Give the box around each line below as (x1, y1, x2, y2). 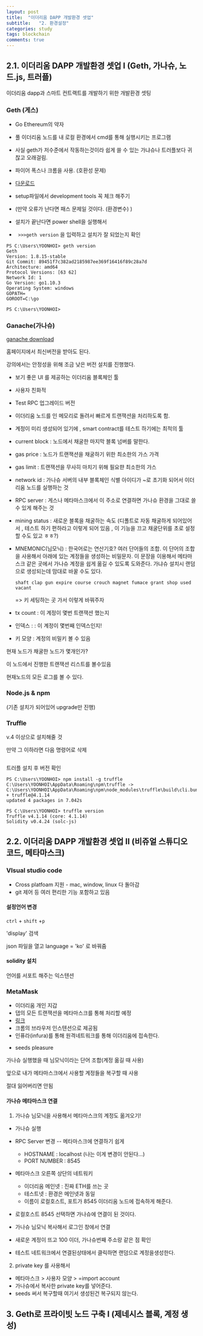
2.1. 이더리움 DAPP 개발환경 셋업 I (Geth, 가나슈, (6, 61, 178, 71)
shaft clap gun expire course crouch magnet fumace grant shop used (14, 580, 192, 586)
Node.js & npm (6, 689, 50, 698)
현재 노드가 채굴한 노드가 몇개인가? (6, 647, 89, 655)
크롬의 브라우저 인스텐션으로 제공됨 (14, 1024, 98, 1032)
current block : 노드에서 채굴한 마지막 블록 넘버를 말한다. (14, 438, 150, 445)
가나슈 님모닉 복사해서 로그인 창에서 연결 (14, 1223, 111, 1230)
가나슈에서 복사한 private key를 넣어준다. (14, 1282, 112, 1289)
